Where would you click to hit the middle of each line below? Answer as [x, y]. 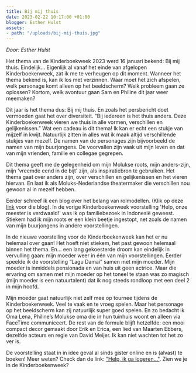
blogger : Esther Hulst [34, 22]
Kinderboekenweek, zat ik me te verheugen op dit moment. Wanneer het [94, 74]
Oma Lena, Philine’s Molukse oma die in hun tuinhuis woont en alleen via [93, 317]
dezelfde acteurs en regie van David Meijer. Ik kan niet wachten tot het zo [94, 335]
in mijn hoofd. [23, 286]
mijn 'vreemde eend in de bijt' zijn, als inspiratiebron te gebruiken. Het [90, 171]
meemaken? [21, 99]
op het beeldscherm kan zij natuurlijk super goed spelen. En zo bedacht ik [95, 310]
